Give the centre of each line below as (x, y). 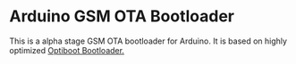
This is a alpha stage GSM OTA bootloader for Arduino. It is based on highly (148, 41)
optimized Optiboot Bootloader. (67, 50)
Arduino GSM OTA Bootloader (122, 16)
